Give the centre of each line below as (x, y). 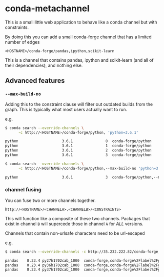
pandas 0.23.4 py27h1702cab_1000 (42, 260)
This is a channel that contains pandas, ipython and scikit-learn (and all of (79, 60)
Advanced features (35, 81)
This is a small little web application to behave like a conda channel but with (81, 22)
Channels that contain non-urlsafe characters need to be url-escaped (75, 233)
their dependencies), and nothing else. (44, 65)
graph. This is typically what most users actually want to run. (66, 109)
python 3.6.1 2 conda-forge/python (78, 151)
